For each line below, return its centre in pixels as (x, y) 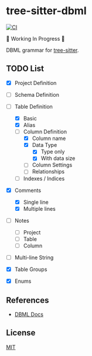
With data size (58, 158)
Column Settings (52, 165)
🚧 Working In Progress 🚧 (35, 38)
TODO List (25, 69)
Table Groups (31, 269)
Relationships (48, 172)
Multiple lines (39, 208)
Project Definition (35, 83)
